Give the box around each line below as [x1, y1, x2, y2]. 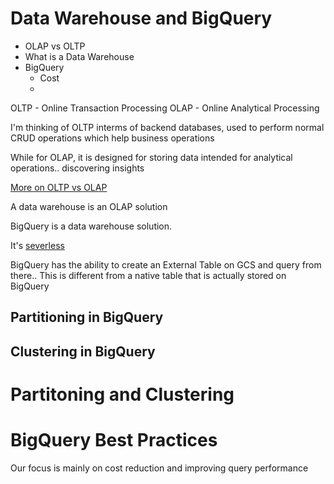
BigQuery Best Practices [10, 429, 218, 452]
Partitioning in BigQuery [10, 309, 164, 326]
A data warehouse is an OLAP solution [10, 200, 168, 212]
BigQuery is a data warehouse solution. [10, 220, 173, 232]
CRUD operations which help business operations [10, 132, 215, 144]
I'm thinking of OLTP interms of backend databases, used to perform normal [10, 121, 325, 133]
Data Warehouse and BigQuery [10, 7, 273, 30]
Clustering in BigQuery [10, 343, 156, 360]
